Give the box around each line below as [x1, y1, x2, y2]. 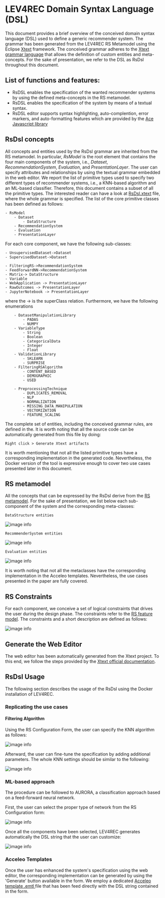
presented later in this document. [5, 465, 72, 471]
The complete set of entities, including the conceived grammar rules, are [5, 421, 153, 427]
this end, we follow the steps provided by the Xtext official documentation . [5, 659, 156, 664]
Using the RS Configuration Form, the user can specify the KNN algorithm [5, 726, 155, 732]
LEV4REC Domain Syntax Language [5, 3, 154, 15]
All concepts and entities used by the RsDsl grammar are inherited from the [5, 148, 158, 154]
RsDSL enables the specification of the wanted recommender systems [12, 89, 156, 95]
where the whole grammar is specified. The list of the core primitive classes [5, 195, 159, 201]
